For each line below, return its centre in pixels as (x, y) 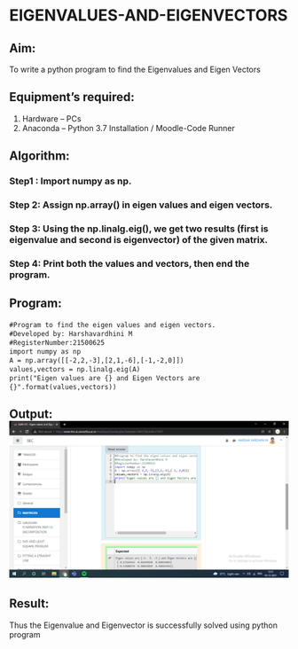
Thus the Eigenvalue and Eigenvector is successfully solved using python (143, 625)
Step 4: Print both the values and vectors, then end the (129, 263)
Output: (31, 414)
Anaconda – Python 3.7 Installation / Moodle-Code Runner (128, 128)
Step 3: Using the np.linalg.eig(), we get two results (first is (139, 229)
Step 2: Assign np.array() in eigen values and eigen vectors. (141, 205)
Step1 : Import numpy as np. (71, 181)
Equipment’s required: (72, 97)
